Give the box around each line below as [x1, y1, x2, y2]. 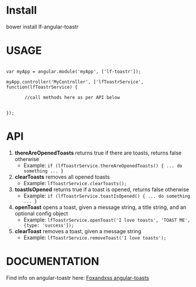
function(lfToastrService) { [6, 84, 78, 90]
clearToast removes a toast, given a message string [14, 227, 142, 234]
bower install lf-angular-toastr [6, 23, 79, 30]
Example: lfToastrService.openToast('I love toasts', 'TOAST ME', [23, 216, 191, 223]
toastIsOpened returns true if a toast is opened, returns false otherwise [14, 186, 190, 193]
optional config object [14, 209, 68, 217]
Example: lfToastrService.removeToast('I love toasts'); [23, 234, 167, 241]
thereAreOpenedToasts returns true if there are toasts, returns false [14, 149, 182, 156]
